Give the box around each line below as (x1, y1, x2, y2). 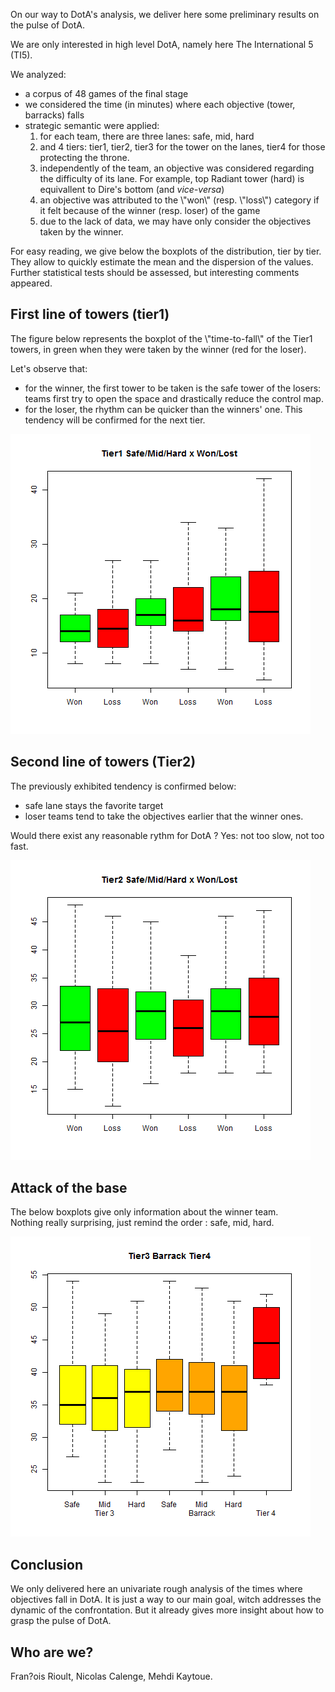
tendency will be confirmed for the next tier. (24, 414, 206, 426)
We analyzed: (10, 69, 67, 80)
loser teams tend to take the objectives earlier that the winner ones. (24, 810, 304, 822)
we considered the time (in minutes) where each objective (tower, (24, 99, 296, 110)
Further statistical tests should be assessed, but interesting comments (10, 267, 300, 278)
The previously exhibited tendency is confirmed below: (10, 780, 237, 792)
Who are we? (10, 1644, 94, 1661)
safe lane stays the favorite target (24, 799, 164, 811)
